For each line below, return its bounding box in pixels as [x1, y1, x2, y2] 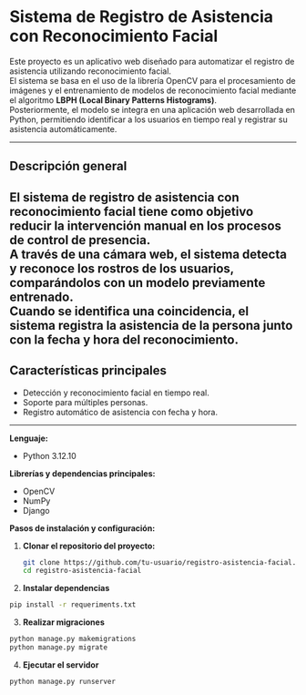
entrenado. [9, 289, 75, 304]
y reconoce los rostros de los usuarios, [9, 261, 234, 276]
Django [22, 505, 50, 516]
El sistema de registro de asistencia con [9, 189, 240, 205]
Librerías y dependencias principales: [9, 467, 156, 479]
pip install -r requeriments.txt [9, 600, 137, 609]
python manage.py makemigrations [9, 635, 137, 644]
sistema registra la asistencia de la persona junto [9, 317, 293, 333]
